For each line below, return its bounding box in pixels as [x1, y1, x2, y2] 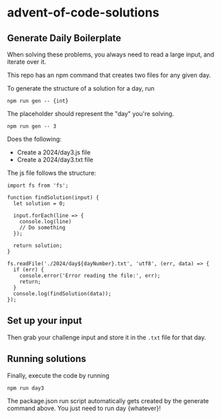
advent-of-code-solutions [7, 5, 159, 21]
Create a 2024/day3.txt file [16, 156, 94, 163]
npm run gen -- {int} [7, 98, 69, 104]
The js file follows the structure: [7, 169, 96, 177]
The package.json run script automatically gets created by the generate [7, 396, 209, 405]
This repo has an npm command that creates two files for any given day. [7, 71, 211, 79]
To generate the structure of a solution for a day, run [7, 84, 155, 92]
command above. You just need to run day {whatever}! [7, 404, 161, 412]
